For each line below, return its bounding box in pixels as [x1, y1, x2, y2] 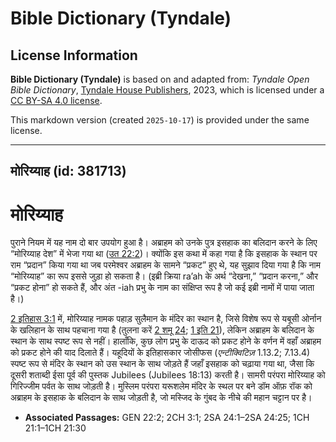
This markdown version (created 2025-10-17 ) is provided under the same [10, 114, 310, 126]
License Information [10, 47, 138, 64]
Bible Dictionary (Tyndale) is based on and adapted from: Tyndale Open [10, 73, 310, 85]
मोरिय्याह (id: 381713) [10, 163, 127, 180]
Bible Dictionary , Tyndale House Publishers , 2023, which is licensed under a [10, 84, 325, 96]
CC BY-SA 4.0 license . [10, 95, 103, 106]
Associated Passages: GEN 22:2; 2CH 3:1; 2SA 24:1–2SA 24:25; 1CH [24, 412, 310, 424]
